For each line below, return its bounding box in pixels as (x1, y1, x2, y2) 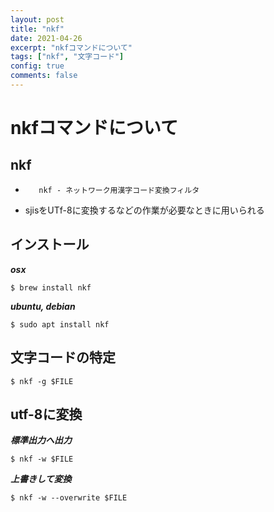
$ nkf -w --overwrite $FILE (10, 493, 128, 503)
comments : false (10, 71, 78, 81)
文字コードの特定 (10, 349, 116, 366)
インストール (10, 236, 90, 253)
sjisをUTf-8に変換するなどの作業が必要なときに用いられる (24, 204, 265, 216)
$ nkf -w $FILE (10, 454, 74, 465)
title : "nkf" (10, 24, 65, 34)
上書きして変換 (10, 473, 72, 485)
